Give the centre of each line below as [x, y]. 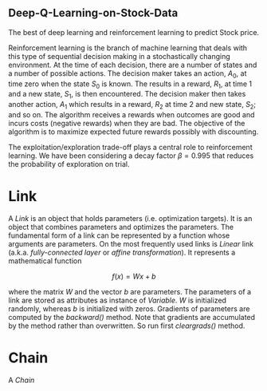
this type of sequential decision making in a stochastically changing [119, 56]
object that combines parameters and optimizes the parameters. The [121, 227]
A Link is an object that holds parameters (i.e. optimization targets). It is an [130, 218]
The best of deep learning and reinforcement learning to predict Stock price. [134, 32]
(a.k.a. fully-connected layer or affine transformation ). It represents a [122, 252]
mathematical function [45, 261]
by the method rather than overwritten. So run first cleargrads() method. [127, 326]
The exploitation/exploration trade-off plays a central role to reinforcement [130, 147]
